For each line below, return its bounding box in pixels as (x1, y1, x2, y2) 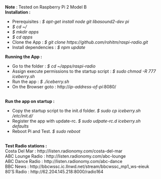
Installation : (5, 9, 31, 15)
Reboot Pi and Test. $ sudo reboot (12, 129, 81, 134)
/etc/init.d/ (12, 113, 33, 118)
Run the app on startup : (5, 98, 55, 104)
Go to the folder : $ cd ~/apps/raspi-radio (12, 63, 96, 69)
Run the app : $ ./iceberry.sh (12, 79, 69, 84)
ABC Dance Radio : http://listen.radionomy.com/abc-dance (5, 159, 123, 164)
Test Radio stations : (5, 143, 47, 148)
